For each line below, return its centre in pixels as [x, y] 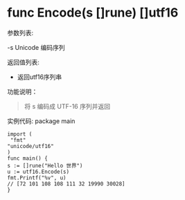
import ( [20, 134]
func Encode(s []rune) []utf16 [93, 13]
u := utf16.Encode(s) [38, 172]
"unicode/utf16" [30, 146]
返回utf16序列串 [39, 77]
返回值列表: [24, 62]
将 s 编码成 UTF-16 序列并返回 [67, 106]
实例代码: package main [41, 121]
